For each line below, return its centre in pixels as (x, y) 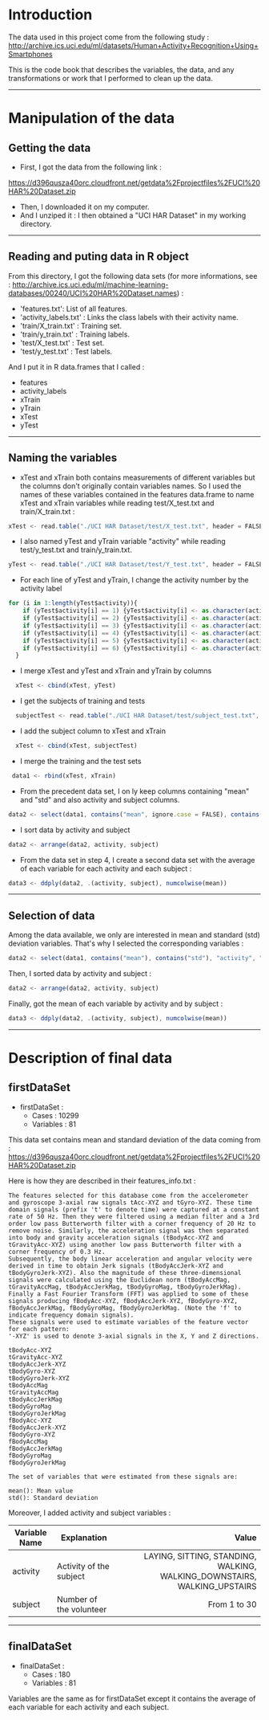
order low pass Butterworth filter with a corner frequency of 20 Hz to (132, 1224)
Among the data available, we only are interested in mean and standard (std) (134, 935)
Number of (77, 1599)
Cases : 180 (51, 1674)
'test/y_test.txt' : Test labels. (66, 351)
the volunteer (82, 1609)
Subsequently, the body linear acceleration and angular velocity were (130, 1259)
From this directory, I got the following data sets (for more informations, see (133, 276)
